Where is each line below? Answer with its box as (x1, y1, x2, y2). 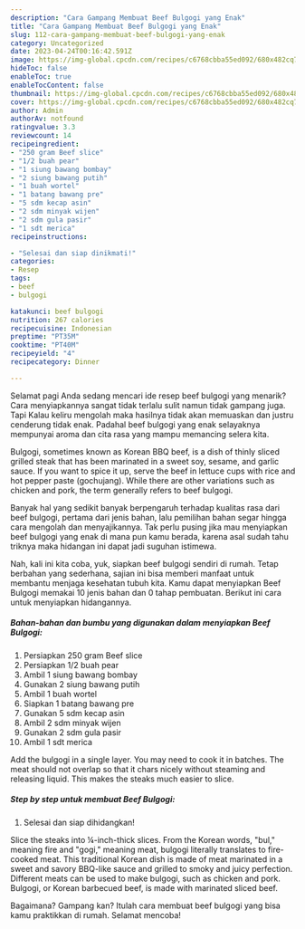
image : (10, 55, 35, 64)
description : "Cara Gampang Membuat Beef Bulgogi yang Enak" (10, 13, 246, 23)
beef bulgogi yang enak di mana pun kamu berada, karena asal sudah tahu (10, 531, 289, 541)
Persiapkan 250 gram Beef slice (23, 649, 143, 661)
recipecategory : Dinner (10, 358, 100, 367)
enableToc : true (10, 72, 71, 81)
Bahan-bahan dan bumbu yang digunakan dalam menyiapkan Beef (10, 618, 271, 628)
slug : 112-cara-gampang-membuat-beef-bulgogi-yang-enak (10, 30, 225, 39)
